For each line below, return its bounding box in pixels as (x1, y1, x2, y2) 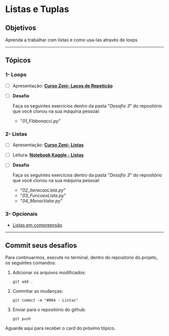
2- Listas (5, 130, 28, 137)
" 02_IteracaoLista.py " (20, 187, 66, 193)
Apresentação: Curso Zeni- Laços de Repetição (12, 82, 113, 89)
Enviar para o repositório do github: (12, 307, 87, 313)
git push (12, 316, 31, 321)
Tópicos (5, 56, 31, 65)
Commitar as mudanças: (12, 288, 63, 294)
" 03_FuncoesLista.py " (20, 193, 66, 199)
